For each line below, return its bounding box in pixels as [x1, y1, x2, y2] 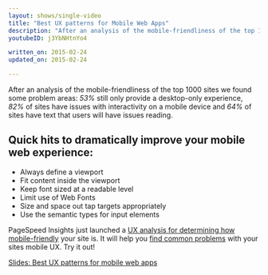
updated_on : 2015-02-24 [8, 56, 88, 64]
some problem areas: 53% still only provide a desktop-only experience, [8, 94, 243, 102]
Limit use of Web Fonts [19, 193, 96, 202]
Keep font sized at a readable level [19, 184, 134, 193]
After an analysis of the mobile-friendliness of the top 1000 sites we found [8, 85, 252, 94]
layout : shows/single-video [8, 11, 102, 20]
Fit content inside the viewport [19, 175, 120, 185]
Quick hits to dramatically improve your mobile [8, 134, 246, 147]
